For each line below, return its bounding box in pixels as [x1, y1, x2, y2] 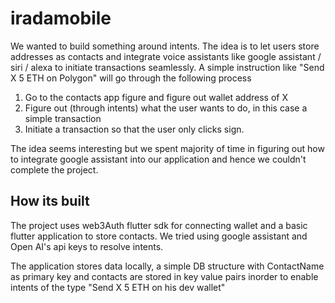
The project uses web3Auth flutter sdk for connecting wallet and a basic [10, 219, 308, 231]
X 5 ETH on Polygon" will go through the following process [10, 72, 252, 84]
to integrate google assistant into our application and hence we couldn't [10, 153, 307, 165]
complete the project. [10, 163, 99, 176]
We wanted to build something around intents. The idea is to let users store [10, 40, 320, 52]
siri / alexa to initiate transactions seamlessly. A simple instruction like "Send [10, 61, 325, 73]
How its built [10, 193, 90, 210]
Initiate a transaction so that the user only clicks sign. [24, 123, 245, 135]
